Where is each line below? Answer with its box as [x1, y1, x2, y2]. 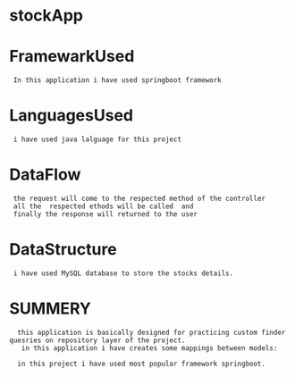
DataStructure [9, 239, 118, 260]
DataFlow [9, 164, 81, 185]
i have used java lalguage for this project [13, 135, 181, 144]
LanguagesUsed [9, 105, 134, 126]
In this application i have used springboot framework [13, 76, 222, 85]
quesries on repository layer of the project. [9, 336, 186, 345]
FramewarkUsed [9, 46, 135, 67]
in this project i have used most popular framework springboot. [17, 359, 266, 368]
